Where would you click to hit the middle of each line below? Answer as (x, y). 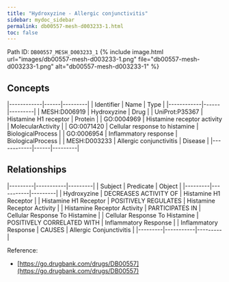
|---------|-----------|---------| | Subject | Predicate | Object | (94, 186)
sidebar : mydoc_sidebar (41, 20)
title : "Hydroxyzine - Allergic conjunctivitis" (78, 13)
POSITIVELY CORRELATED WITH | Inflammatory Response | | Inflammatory (113, 222)
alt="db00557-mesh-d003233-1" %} (107, 66)
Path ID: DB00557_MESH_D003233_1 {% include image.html (85, 52)
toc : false (23, 33)
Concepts (28, 88)
